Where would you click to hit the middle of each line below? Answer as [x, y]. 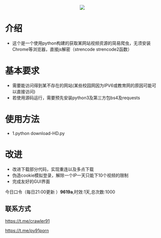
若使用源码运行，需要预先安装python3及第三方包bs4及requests [76, 98]
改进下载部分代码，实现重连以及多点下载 [53, 169]
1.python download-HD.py [38, 133]
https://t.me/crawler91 [27, 221]
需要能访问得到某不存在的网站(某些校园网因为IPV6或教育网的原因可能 [82, 85]
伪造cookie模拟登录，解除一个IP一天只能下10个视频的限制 [70, 175]
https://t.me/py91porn [27, 230]
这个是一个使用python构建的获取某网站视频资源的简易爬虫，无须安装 [81, 43]
